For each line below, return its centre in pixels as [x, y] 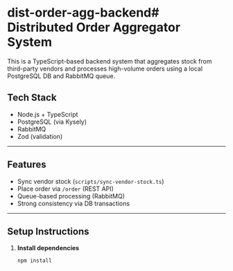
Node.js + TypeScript [48, 114]
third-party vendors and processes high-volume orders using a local [105, 68]
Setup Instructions [48, 231]
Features [27, 165]
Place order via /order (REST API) [66, 189]
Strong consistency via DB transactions [74, 203]
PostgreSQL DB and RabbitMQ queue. [61, 76]
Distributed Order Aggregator [94, 27]
